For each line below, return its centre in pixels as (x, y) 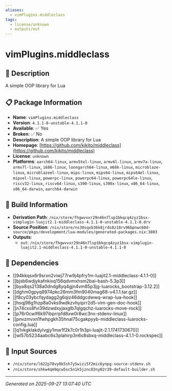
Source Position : (30, 227)
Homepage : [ (27, 145)
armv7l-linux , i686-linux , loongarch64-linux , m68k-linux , (73, 167)
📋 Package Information (44, 102)
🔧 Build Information (37, 205)
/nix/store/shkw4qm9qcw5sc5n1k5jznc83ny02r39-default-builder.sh (84, 369)
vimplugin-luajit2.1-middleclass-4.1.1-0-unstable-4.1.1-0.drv (82, 222)
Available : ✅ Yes (30, 128)
